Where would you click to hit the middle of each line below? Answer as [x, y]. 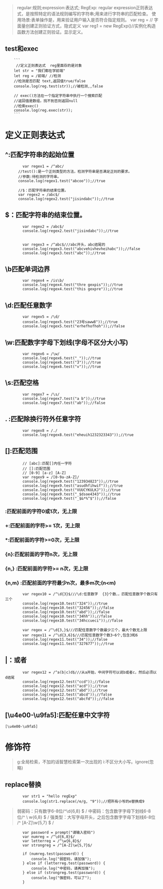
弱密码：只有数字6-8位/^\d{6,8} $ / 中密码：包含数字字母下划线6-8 [84, 811]
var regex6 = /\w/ [41, 354]
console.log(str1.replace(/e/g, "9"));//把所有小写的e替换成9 [83, 801]
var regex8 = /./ [40, 431]
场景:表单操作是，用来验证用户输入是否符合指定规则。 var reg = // [87, 20]
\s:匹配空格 [22, 383]
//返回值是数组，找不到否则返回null [46, 101]
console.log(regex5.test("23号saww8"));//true [70, 322]
